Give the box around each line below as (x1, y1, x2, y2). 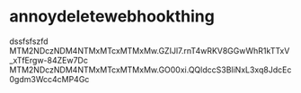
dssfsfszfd (9, 36, 49, 46)
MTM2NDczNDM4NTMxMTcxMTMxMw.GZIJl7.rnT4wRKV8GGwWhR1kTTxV (9, 45, 290, 55)
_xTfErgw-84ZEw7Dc (9, 55, 88, 65)
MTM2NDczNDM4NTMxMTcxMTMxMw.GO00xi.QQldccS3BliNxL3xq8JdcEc (9, 64, 292, 75)
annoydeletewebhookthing (9, 6, 216, 27)
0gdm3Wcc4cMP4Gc (9, 73, 90, 84)
